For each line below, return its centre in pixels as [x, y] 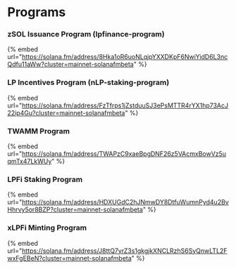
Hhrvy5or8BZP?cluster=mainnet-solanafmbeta [75, 210]
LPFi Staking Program [45, 179]
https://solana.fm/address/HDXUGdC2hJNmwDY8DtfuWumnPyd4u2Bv [125, 202]
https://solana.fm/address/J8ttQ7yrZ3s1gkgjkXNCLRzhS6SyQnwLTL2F [124, 251]
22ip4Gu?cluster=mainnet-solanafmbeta [66, 112]
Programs [37, 12]
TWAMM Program [39, 131]
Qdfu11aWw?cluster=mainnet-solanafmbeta [70, 65]
